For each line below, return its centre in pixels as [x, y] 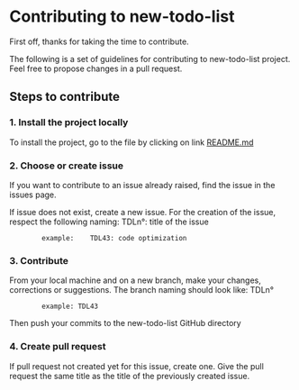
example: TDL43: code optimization [114, 238]
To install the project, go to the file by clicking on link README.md [131, 142]
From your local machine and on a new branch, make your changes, [135, 280]
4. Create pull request [58, 347]
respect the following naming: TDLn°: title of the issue [109, 222]
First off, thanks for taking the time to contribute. [99, 41]
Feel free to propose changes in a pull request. [96, 68]
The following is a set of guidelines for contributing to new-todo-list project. [150, 59]
